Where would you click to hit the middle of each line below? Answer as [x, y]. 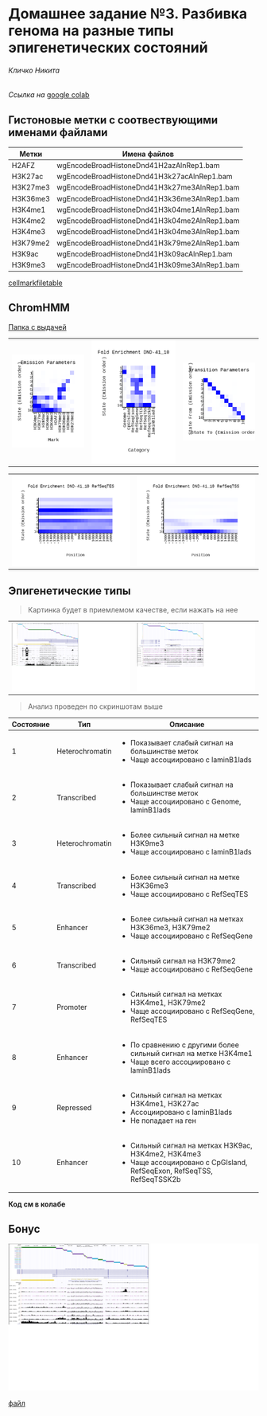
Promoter [72, 1007]
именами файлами [58, 132]
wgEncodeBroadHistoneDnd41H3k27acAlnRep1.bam [145, 177]
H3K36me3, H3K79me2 [170, 927]
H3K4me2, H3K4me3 [166, 1154]
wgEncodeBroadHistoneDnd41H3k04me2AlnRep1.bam [148, 221]
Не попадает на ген [163, 1121]
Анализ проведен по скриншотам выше [95, 706]
